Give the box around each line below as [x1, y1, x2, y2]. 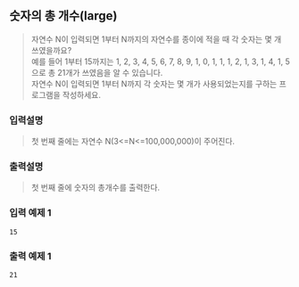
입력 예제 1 [9, 207, 52, 219]
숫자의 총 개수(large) [9, 8, 118, 24]
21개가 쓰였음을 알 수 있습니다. [57, 67, 163, 78]
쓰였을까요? [30, 45, 72, 55]
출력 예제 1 [9, 250, 52, 262]
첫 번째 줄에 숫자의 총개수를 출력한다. [30, 182, 161, 193]
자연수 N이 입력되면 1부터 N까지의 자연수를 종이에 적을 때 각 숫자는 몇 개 [30, 34, 282, 45]
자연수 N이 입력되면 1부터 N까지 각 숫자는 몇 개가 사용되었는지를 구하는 [30, 78, 278, 89]
